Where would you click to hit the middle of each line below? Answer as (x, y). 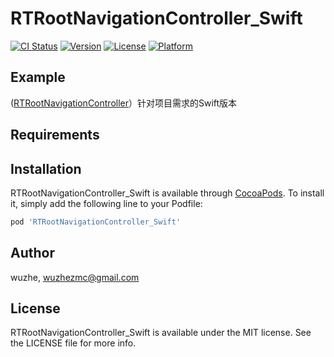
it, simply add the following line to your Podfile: (106, 203)
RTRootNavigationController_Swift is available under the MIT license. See (161, 333)
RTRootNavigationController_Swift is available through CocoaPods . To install (167, 193)
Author (32, 253)
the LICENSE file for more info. (73, 343)
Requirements (55, 135)
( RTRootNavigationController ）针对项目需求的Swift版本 (124, 103)
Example (38, 77)
